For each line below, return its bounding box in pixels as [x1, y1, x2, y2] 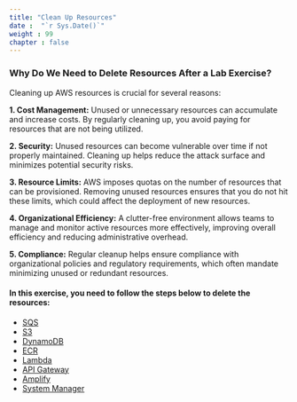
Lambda [21, 354, 52, 365]
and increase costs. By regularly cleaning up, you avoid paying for [9, 114, 251, 124]
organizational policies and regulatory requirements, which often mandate [9, 258, 279, 269]
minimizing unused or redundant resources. [9, 267, 168, 278]
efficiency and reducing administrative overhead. [9, 232, 189, 242]
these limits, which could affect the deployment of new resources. [9, 195, 251, 206]
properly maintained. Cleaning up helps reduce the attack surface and [9, 150, 266, 161]
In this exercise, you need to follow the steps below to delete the [9, 288, 251, 298]
